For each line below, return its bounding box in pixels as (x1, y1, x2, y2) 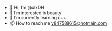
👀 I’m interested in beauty (9, 10, 62, 15)
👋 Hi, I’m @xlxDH (9, 5, 44, 10)
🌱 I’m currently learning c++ (9, 15, 67, 20)
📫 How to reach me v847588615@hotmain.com (9, 20, 107, 26)
